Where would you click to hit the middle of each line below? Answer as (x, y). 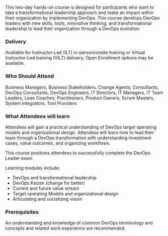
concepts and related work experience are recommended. (65, 228)
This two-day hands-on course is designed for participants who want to (80, 7)
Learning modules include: (33, 168)
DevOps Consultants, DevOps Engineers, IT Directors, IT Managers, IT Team (84, 92)
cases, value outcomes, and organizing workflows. (58, 143)
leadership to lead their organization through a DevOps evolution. (73, 29)
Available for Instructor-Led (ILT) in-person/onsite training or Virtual (75, 53)
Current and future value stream (46, 188)
